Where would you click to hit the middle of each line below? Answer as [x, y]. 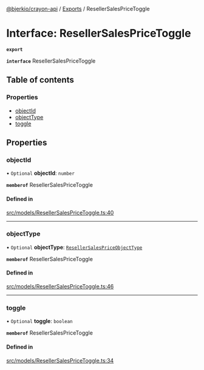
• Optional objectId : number [40, 173]
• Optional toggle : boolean [39, 321]
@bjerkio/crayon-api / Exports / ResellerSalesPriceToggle [78, 9]
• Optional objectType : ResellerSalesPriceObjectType [74, 247]
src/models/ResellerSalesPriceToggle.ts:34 [60, 360]
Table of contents [40, 80]
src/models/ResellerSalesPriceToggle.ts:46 [60, 287]
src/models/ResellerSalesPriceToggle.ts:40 [60, 212]
